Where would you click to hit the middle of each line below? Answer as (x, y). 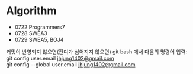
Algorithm (31, 11)
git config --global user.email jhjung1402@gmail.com (71, 64)
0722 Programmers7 (40, 27)
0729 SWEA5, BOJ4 (39, 39)
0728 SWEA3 (31, 33)
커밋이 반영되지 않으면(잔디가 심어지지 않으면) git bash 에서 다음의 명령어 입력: (97, 52)
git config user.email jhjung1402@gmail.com (60, 58)
